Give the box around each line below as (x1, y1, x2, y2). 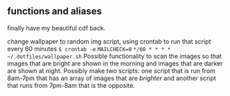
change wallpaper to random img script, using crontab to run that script (7, 37, 211, 46)
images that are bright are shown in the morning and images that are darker (7, 59, 223, 68)
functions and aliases (7, 6, 103, 17)
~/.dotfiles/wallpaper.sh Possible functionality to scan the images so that (7, 52, 222, 60)
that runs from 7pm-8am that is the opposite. (7, 81, 135, 89)
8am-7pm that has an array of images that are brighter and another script (7, 74, 216, 82)
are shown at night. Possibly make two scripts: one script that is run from (7, 66, 216, 75)
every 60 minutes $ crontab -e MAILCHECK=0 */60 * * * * (7, 44, 171, 52)
